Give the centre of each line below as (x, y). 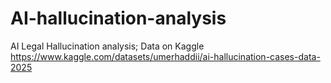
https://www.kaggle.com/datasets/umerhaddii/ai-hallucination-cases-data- (165, 56)
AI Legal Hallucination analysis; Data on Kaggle (107, 46)
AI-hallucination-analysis (118, 18)
